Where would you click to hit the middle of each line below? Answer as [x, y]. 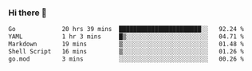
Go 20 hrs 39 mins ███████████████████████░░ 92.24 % [126, 30]
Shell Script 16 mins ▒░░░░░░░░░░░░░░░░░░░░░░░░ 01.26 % [126, 51]
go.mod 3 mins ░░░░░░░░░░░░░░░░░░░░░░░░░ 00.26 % [126, 59]
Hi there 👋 [28, 13]
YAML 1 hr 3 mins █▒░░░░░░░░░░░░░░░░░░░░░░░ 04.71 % [126, 37]
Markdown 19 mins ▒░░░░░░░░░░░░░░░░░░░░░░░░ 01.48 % [126, 44]
